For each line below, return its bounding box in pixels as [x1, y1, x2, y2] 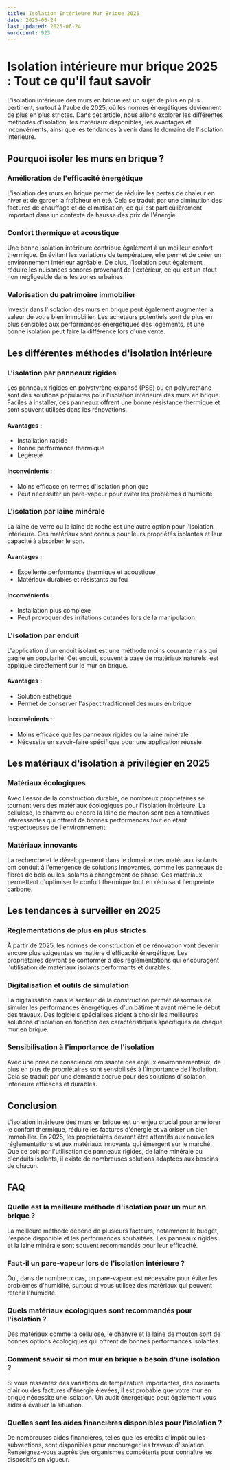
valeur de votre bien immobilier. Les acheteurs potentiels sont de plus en [7, 313, 213, 321]
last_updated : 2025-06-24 [7, 23, 81, 30]
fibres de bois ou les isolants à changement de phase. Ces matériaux [7, 870, 203, 879]
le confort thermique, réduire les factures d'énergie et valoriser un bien [7, 1126, 208, 1134]
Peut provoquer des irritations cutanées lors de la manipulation [16, 613, 196, 622]
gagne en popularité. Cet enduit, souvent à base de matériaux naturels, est [7, 654, 218, 662]
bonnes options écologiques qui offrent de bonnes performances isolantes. [7, 1337, 221, 1346]
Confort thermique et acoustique [7, 228, 119, 237]
